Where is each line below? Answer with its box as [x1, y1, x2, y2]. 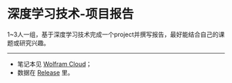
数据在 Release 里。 [17, 68, 74, 76]
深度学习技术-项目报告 [7, 6, 135, 22]
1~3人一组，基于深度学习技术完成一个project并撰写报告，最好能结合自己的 [7, 30, 219, 38]
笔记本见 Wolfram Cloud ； [17, 60, 92, 68]
